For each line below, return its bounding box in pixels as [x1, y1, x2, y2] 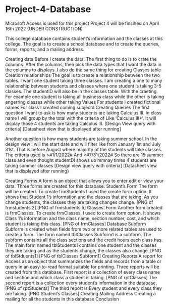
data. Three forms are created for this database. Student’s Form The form [5, 183, 158, 189]
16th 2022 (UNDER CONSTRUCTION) [5, 25, 83, 31]
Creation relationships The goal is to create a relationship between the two [5, 72, 160, 78]
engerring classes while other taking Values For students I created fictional [5, 99, 161, 105]
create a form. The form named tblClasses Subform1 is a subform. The [5, 231, 152, 237]
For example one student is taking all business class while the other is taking [5, 94, 164, 100]
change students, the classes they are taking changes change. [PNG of [5, 199, 153, 205]
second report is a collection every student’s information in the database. [5, 280, 157, 286]
